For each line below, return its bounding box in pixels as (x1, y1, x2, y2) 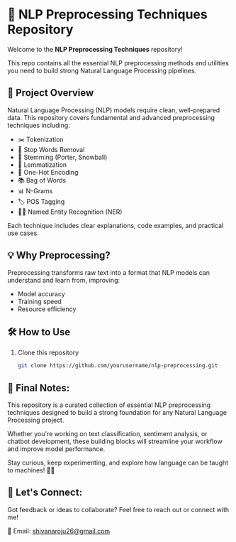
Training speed (17, 297, 62, 305)
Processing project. (7, 416, 64, 425)
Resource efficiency (17, 305, 77, 313)
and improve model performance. (7, 445, 105, 453)
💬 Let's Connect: (7, 487, 83, 499)
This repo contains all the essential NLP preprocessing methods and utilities (7, 58, 229, 67)
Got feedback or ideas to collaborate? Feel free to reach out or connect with (7, 505, 230, 514)
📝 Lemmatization (17, 160, 67, 169)
